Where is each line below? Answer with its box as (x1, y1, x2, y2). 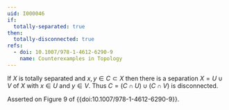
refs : (7, 42, 23, 49)
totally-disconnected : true (13, 36, 95, 43)
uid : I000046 (7, 10, 45, 17)
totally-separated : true (13, 23, 85, 30)
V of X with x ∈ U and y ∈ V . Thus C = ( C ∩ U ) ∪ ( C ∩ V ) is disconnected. (7, 81, 219, 90)
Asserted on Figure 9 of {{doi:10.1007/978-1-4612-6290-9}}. (7, 95, 180, 103)
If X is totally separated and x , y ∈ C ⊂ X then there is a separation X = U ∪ (7, 74, 223, 82)
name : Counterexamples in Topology (19, 55, 123, 62)
